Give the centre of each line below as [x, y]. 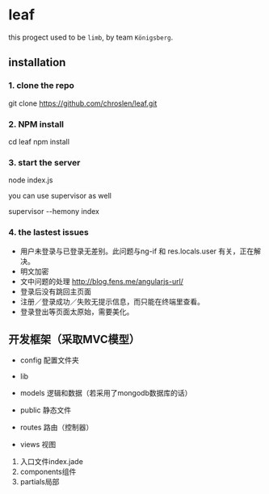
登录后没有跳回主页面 [55, 291]
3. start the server [44, 162]
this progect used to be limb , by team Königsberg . [91, 37]
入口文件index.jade [51, 462]
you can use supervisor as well [60, 196]
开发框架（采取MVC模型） [74, 339]
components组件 [48, 472]
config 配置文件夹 [49, 360]
